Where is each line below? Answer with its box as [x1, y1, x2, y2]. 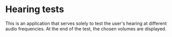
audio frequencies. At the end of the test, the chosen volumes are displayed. [5, 25, 166, 31]
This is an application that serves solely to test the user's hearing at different [5, 20, 167, 26]
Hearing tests [5, 4, 64, 15]
